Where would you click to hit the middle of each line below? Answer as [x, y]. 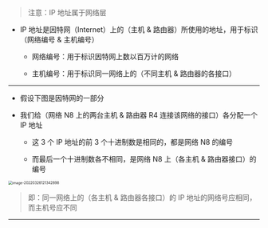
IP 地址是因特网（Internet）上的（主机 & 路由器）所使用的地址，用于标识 [139, 30]
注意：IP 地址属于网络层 [67, 12]
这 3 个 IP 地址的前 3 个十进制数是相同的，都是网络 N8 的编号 [132, 142]
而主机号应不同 [52, 208]
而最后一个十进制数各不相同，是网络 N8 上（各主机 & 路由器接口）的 [144, 159]
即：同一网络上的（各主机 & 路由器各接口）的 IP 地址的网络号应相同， [142, 198]
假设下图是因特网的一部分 [62, 98]
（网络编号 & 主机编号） [59, 40]
